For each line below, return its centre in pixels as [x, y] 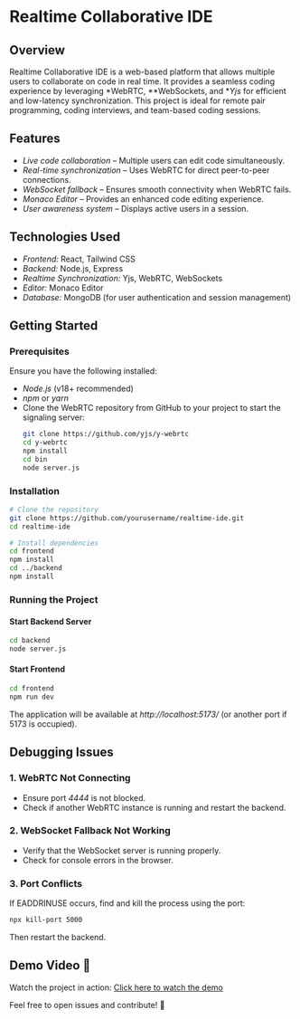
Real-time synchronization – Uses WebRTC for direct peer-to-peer [146, 170]
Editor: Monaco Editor [63, 288]
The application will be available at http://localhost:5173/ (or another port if [148, 714]
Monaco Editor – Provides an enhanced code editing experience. [143, 199]
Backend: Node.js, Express [73, 268]
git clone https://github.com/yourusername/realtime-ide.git [127, 518]
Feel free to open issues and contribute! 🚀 [87, 1005]
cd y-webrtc [45, 443]
